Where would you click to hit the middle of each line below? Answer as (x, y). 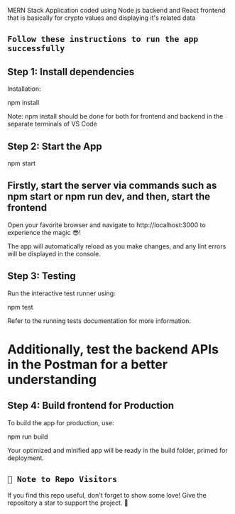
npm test (20, 307)
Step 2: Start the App (55, 146)
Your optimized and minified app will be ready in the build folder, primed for (118, 450)
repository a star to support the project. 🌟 (68, 503)
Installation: (24, 89)
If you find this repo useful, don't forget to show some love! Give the (107, 496)
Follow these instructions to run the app (103, 39)
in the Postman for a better (88, 364)
